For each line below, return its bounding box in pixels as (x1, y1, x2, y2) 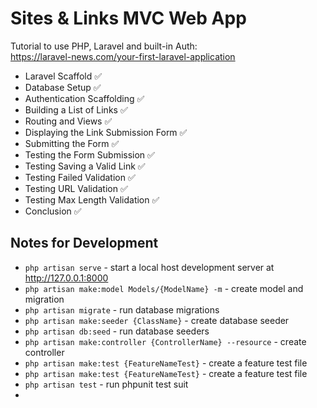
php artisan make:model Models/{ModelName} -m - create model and (24, 282, 304, 294)
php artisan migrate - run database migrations (24, 303, 220, 316)
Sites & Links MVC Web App (10, 7, 247, 30)
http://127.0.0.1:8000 (24, 272, 109, 284)
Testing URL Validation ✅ (24, 182, 128, 194)
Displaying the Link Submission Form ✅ (24, 126, 188, 138)
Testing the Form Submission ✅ (24, 148, 155, 161)
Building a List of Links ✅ (24, 103, 128, 116)
